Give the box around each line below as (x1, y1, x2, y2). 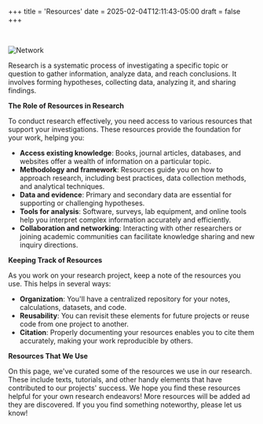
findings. (8, 86, 37, 95)
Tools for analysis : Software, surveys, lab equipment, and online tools (19, 207, 247, 216)
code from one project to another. (19, 319, 130, 329)
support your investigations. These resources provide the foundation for (8, 125, 242, 134)
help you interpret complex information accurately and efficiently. (19, 216, 232, 224)
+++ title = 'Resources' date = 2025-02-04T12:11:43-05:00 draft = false (8, 7, 241, 16)
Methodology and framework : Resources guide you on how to (19, 165, 224, 174)
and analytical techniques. (19, 182, 105, 191)
